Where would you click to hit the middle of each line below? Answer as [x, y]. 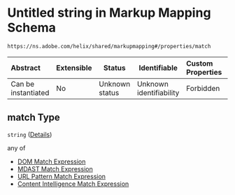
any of [16, 147]
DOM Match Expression [51, 161]
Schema [31, 28]
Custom [200, 63]
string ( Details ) [30, 134]
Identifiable [158, 68]
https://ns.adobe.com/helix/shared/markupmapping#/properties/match [109, 46]
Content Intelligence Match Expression [73, 184]
